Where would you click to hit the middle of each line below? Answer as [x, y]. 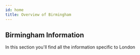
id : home [14, 10]
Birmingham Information [45, 35]
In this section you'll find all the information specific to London [70, 47]
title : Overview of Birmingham [38, 15]
